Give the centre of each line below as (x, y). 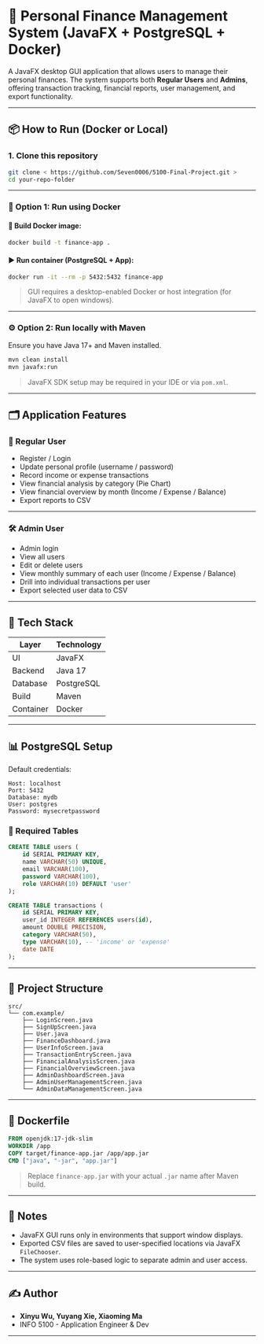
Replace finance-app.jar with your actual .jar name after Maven (133, 1176)
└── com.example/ (37, 1014)
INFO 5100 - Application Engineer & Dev (84, 1324)
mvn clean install (38, 360)
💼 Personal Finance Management (118, 16)
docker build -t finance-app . (59, 242)
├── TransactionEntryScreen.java (77, 1055)
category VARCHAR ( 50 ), (59, 935)
